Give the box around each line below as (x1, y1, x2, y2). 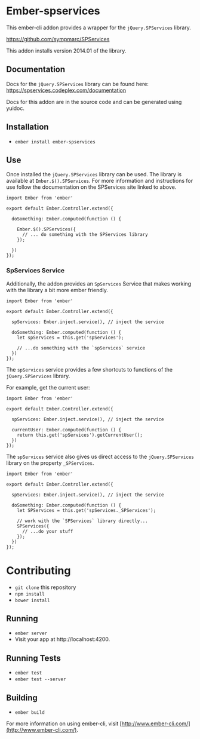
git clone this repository (14, 584, 76, 591)
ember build (14, 710, 45, 716)
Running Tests (6, 653, 61, 663)
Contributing (6, 563, 71, 577)
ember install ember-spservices (14, 139, 96, 145)
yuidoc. (6, 105, 25, 112)
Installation (6, 122, 49, 132)
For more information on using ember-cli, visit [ (6, 720, 122, 727)
